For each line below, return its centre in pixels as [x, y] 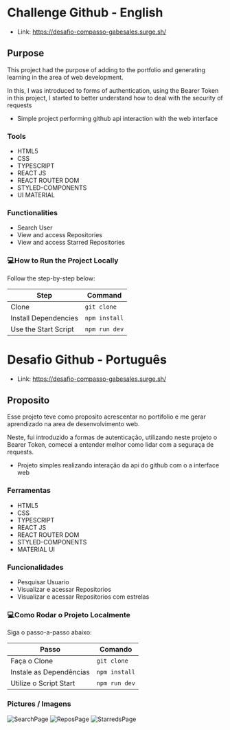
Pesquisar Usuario [43, 582]
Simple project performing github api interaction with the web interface [117, 118]
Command [104, 295]
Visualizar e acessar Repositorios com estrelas [83, 597]
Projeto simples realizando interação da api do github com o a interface [118, 465]
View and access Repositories [60, 235]
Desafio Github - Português [87, 360]
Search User [35, 228]
